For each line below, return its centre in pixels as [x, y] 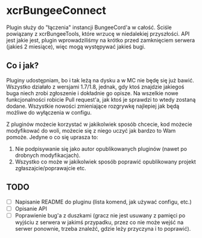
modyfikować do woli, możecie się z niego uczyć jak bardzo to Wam [91, 130]
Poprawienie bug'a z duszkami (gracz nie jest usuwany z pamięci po [100, 215]
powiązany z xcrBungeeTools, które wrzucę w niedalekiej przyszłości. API [98, 33]
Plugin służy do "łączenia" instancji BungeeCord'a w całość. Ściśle [89, 27]
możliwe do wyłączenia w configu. [49, 112]
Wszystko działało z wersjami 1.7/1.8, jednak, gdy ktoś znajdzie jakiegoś [95, 87]
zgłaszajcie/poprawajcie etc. [50, 168]
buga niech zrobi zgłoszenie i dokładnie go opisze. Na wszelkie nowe [93, 93]
